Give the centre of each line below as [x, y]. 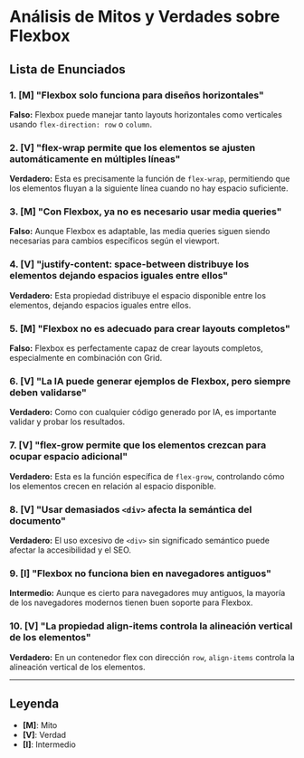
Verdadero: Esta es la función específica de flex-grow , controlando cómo [147, 476]
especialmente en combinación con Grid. [86, 358]
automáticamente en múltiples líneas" [95, 158]
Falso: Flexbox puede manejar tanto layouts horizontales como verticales [146, 114]
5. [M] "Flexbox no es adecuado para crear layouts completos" [150, 328]
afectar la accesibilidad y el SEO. [71, 550]
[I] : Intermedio [49, 744]
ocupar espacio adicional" [69, 457]
